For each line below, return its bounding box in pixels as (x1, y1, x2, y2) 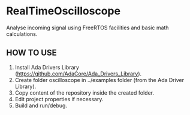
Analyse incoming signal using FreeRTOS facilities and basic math (6, 24, 169, 31)
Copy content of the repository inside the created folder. (14, 89, 155, 96)
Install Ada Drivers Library (14, 63, 80, 71)
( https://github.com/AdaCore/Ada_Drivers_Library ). (14, 70, 142, 77)
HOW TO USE (6, 48, 57, 58)
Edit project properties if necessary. (14, 95, 104, 102)
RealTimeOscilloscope (6, 4, 121, 18)
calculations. (6, 30, 38, 37)
